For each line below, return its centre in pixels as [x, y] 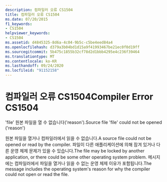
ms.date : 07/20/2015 [27, 19]
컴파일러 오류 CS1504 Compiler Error [79, 97]
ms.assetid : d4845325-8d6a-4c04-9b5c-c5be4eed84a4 [59, 43]
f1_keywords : [19, 24]
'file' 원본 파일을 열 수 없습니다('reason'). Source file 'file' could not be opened [84, 122]
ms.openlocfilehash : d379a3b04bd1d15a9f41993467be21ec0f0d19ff [72, 47]
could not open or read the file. [37, 174]
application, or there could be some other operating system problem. [76, 157]
